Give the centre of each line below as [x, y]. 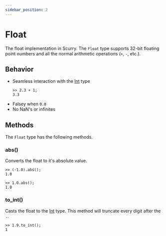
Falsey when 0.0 [29, 104]
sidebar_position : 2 [27, 10]
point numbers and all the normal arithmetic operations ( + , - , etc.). [73, 53]
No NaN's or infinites [34, 109]
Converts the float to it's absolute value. [46, 161]
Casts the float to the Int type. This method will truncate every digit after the [83, 211]
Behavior [19, 69]
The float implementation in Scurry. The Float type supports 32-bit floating [82, 48]
